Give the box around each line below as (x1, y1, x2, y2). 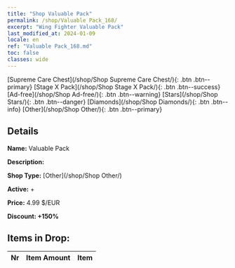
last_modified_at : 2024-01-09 (7, 29, 96, 37)
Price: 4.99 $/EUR (7, 198, 60, 207)
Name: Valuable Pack (7, 144, 70, 152)
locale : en (7, 36, 39, 43)
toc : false (7, 50, 39, 57)
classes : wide (7, 56, 49, 63)
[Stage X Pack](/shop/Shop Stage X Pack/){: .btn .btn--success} (34, 82, 221, 91)
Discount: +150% (7, 212, 60, 220)
